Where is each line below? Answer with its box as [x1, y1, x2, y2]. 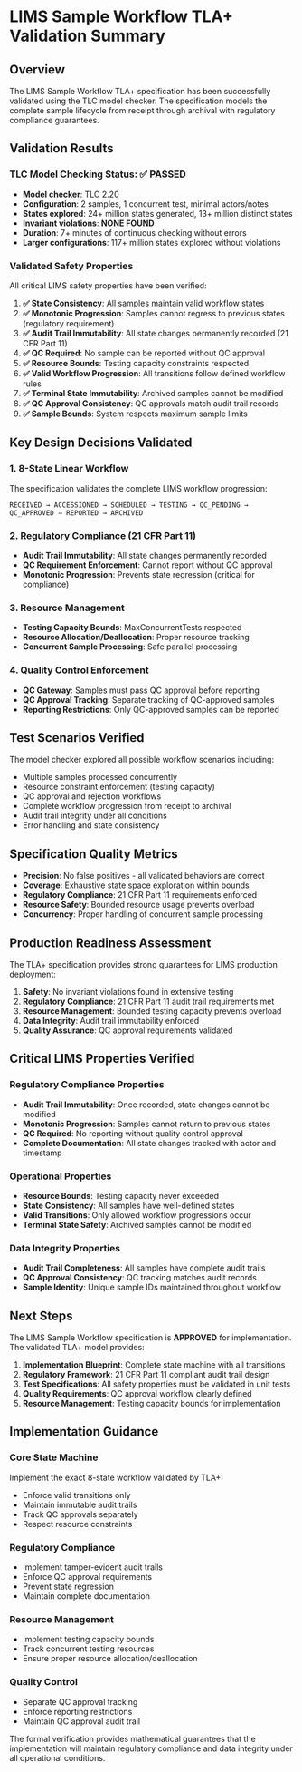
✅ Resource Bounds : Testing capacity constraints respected [22, 357, 250, 368]
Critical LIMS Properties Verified [9, 1051, 195, 1066]
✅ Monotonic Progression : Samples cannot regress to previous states [22, 307, 285, 318]
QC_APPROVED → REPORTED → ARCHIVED [9, 508, 144, 518]
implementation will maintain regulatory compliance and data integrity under [9, 1743, 294, 1754]
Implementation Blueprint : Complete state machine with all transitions [22, 1359, 286, 1370]
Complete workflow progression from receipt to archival [22, 801, 231, 812]
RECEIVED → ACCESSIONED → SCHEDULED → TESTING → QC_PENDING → [9, 501, 249, 510]
